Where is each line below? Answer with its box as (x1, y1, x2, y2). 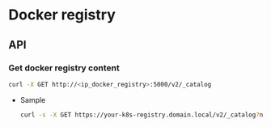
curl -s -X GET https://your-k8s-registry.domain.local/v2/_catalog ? (19, 111, 260, 119)
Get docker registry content (8, 62, 120, 74)
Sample (19, 95, 46, 104)
